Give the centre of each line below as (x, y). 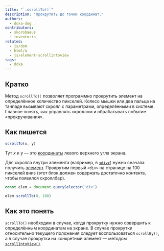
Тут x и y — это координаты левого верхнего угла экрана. (66, 153)
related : (14, 42)
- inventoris (23, 37)
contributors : (20, 28)
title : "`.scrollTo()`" (29, 10)
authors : (14, 19)
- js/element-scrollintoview (39, 55)
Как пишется (26, 132)
